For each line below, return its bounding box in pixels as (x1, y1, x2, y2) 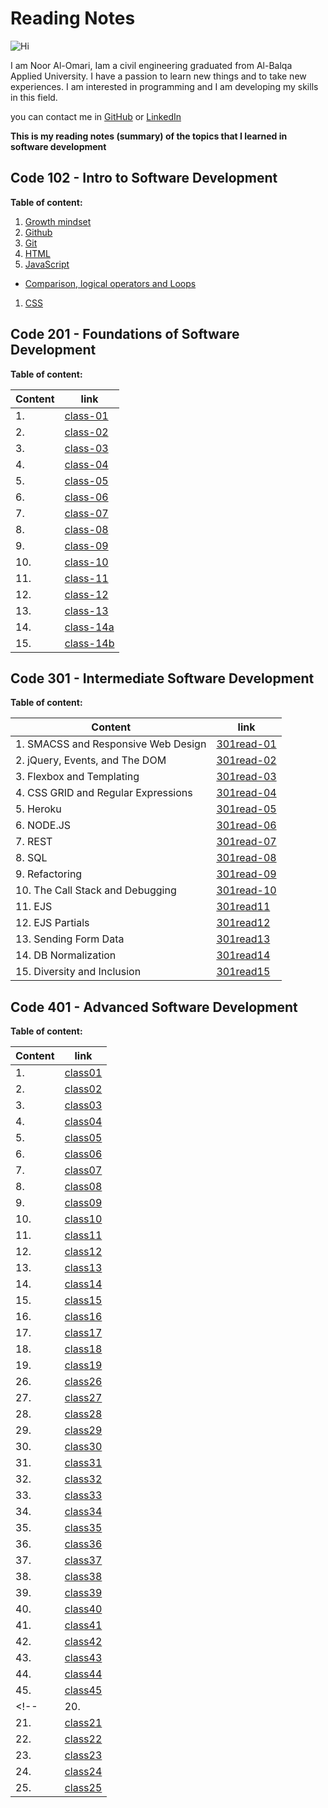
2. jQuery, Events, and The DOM (15, 753, 167, 767)
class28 (64, 1407, 103, 1421)
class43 (64, 1651, 103, 1665)
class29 (64, 1423, 103, 1437)
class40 (64, 1602, 103, 1616)
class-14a (64, 620, 115, 634)
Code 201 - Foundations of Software (10, 326, 240, 343)
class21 (64, 1716, 103, 1730)
